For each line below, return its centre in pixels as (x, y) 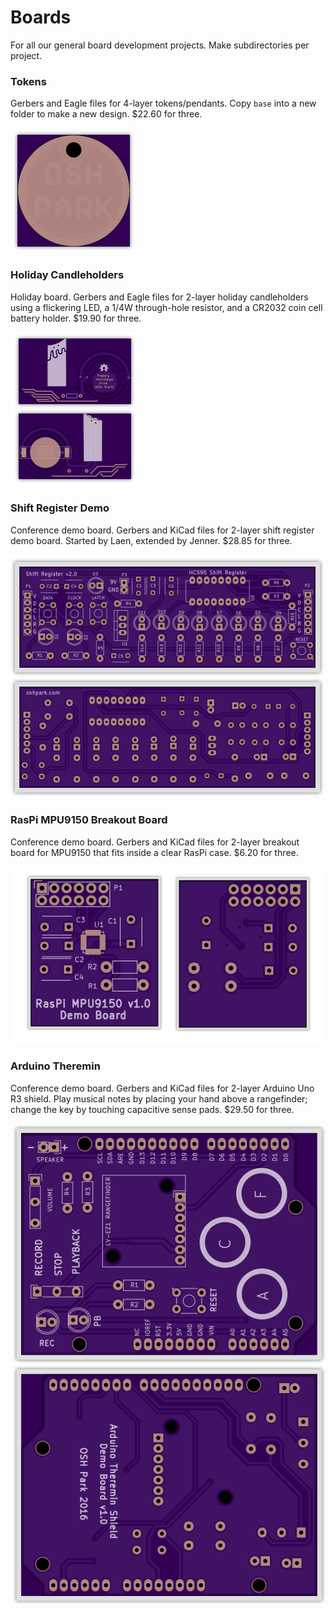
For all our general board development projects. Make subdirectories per (160, 45)
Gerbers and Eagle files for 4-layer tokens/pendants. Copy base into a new (163, 103)
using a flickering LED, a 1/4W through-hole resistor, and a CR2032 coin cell (166, 307)
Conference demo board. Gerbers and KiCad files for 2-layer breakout (155, 842)
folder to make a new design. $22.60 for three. (106, 114)
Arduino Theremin (55, 1066)
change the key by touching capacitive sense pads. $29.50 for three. (152, 1109)
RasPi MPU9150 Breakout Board (89, 820)
